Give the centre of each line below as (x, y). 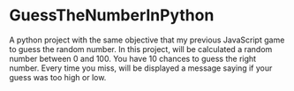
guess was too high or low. (58, 77)
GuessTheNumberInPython (112, 15)
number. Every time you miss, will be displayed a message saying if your (141, 68)
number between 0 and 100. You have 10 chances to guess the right (133, 58)
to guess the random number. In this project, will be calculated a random (141, 49)
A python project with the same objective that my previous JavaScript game (147, 40)
